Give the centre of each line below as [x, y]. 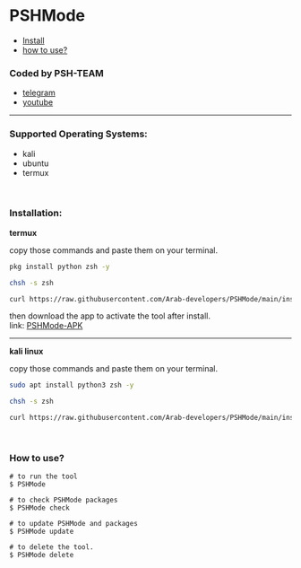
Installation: [36, 214]
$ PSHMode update [42, 532]
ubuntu [35, 163]
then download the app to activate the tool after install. [110, 316]
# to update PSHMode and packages [74, 524]
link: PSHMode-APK [46, 326]
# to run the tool [43, 476]
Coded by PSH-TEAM [57, 73]
